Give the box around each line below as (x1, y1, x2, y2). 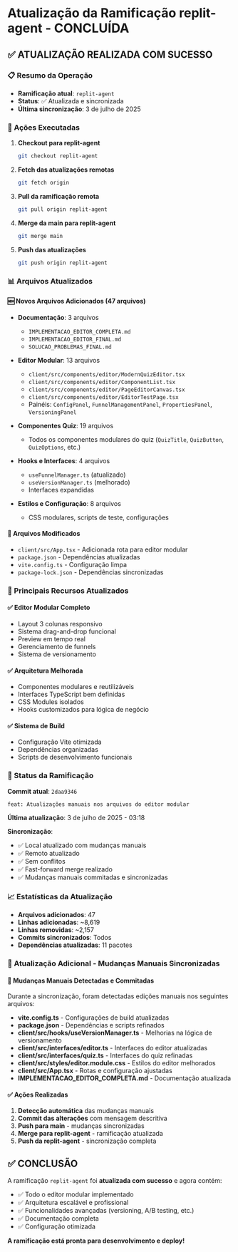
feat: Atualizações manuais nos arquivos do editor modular (7, 800, 190, 808)
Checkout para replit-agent (17, 139, 100, 148)
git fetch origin (17, 180, 70, 187)
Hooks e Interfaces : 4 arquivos (17, 456, 110, 465)
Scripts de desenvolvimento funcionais (17, 753, 133, 762)
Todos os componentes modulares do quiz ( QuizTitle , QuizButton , (28, 435, 224, 443)
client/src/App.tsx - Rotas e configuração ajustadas (17, 1067, 172, 1075)
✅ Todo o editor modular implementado (17, 1190, 134, 1199)
